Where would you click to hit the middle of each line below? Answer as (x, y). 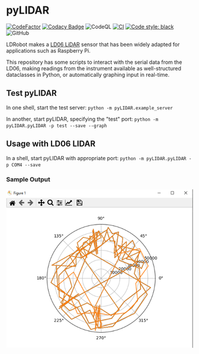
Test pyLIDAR (32, 93)
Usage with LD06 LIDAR (51, 144)
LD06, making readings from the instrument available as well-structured (94, 68)
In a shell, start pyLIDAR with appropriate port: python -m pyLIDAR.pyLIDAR (96, 158)
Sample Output (28, 180)
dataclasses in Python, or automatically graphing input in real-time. (88, 74)
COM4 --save (26, 165)
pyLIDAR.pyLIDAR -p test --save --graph (57, 126)
